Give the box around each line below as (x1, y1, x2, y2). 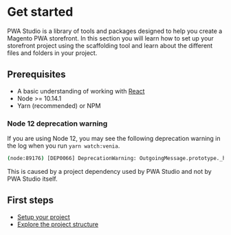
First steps (7, 194, 54, 206)
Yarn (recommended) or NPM (16, 101, 101, 110)
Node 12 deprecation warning (7, 118, 108, 128)
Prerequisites (7, 69, 66, 80)
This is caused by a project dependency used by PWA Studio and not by (7, 167, 212, 175)
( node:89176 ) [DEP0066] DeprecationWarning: (7, 155, 137, 162)
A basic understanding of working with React (16, 87, 145, 95)
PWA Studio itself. (7, 175, 58, 183)
